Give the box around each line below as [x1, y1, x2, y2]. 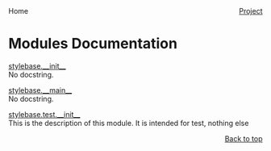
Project [239, 6, 263, 15]
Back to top [224, 133, 263, 143]
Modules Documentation [8, 35, 177, 53]
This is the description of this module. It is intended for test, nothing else [8, 118, 249, 128]
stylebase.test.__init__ [8, 109, 81, 119]
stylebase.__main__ [8, 85, 73, 94]
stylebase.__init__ [8, 61, 66, 70]
